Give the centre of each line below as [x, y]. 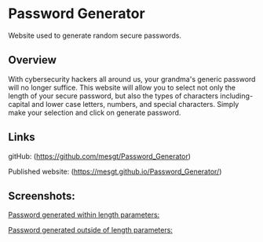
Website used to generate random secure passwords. [95, 35]
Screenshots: [42, 196]
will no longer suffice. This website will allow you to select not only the [122, 87]
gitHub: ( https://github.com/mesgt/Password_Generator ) [99, 156]
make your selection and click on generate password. [95, 112]
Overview [33, 60]
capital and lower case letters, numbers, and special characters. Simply [124, 104]
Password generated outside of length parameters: [90, 230]
